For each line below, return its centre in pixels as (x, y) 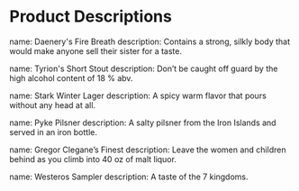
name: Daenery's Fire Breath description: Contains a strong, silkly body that (150, 41)
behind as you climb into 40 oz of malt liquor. (93, 159)
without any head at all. (53, 105)
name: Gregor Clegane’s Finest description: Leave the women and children (148, 150)
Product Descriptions (91, 17)
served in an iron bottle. (53, 132)
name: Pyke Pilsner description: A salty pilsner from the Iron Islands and (143, 123)
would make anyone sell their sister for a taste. (96, 50)
